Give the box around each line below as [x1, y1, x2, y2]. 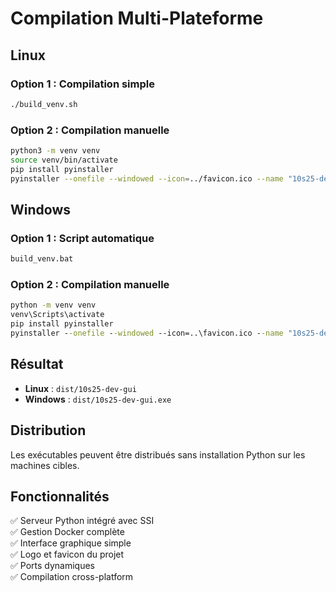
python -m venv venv [10, 300, 97, 311]
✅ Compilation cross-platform [10, 571, 134, 583]
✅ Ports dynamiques [10, 560, 96, 572]
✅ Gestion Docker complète [10, 526, 125, 538]
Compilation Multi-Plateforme [10, 7, 264, 30]
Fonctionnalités [10, 488, 110, 505]
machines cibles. [10, 459, 80, 471]
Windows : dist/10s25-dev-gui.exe [24, 393, 172, 405]
